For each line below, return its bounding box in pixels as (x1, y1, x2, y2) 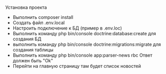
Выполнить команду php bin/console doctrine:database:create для (12, 31, 156, 36)
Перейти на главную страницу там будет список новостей (12, 63, 141, 69)
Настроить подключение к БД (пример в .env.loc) (12, 25, 122, 31)
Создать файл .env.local (12, 20, 65, 26)
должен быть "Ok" (12, 58, 53, 63)
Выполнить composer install (12, 14, 73, 20)
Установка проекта (5, 5, 47, 10)
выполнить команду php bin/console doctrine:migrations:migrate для (12, 41, 161, 47)
